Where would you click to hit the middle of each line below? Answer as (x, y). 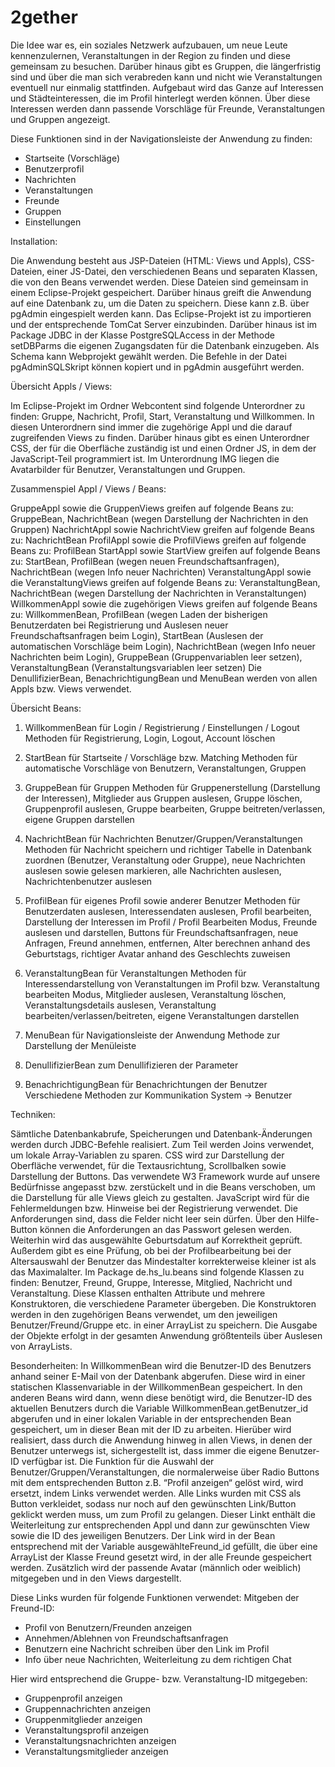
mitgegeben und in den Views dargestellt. (96, 1578)
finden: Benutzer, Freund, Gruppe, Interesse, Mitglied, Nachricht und (151, 1282)
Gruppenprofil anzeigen (73, 1698)
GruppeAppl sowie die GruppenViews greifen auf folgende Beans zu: (152, 508)
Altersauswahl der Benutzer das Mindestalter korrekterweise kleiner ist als (163, 1261)
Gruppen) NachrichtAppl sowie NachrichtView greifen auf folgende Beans (162, 529)
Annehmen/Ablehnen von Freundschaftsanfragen (126, 1638)
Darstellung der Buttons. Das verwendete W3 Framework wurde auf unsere (165, 1176)
